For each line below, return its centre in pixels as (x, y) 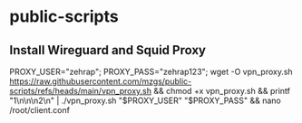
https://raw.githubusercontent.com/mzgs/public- (101, 81)
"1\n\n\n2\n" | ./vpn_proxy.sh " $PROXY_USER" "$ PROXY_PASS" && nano (145, 100)
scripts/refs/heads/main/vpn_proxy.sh (81, 91)
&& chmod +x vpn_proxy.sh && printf (222, 91)
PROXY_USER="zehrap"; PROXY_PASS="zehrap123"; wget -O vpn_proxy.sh (151, 71)
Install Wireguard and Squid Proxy (108, 50)
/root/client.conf (40, 110)
